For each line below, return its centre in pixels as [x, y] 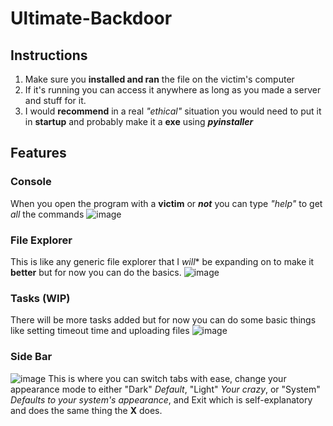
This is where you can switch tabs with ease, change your [167, 378]
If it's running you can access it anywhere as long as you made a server [173, 90]
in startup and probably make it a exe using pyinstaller [139, 121]
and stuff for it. [55, 100]
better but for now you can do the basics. [96, 272]
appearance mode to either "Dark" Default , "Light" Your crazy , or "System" [165, 389]
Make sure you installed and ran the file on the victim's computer [159, 79]
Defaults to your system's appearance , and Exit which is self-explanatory [161, 399]
